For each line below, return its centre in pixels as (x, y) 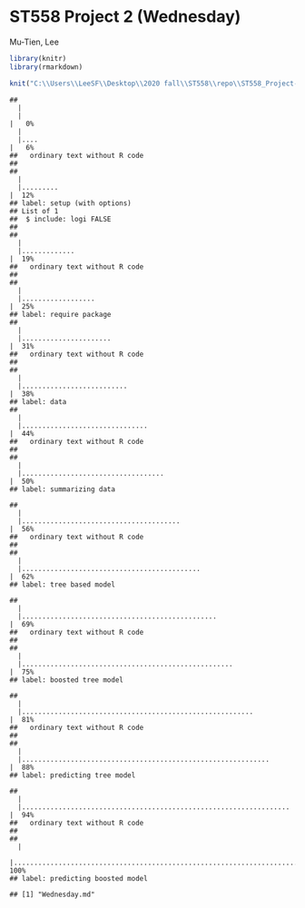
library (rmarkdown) (46, 67)
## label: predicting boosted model (79, 878)
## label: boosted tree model (67, 680)
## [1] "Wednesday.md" (52, 894)
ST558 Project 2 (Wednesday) (125, 17)
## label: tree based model (63, 584)
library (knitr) (38, 58)
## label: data (38, 401)
